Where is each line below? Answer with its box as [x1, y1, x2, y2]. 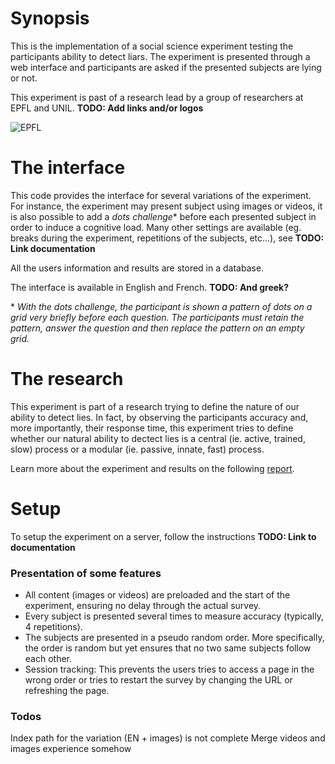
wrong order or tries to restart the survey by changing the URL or [24, 674, 293, 686]
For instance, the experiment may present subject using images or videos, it [10, 200, 323, 212]
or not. [10, 72, 38, 84]
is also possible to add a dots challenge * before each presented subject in [10, 210, 317, 222]
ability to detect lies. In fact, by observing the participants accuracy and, [10, 411, 309, 423]
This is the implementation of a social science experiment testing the [10, 40, 294, 52]
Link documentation [10, 242, 96, 254]
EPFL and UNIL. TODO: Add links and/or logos [10, 102, 204, 114]
